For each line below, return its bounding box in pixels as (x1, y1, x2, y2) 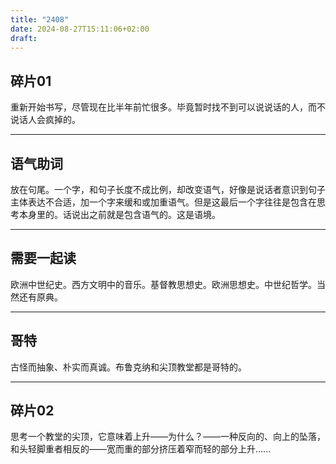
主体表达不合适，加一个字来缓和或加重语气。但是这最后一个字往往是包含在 (10, 196, 317, 208)
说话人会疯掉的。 (10, 114, 81, 126)
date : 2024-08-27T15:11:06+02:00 (10, 24, 150, 34)
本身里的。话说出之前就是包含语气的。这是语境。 (18, 209, 221, 220)
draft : (10, 33, 38, 43)
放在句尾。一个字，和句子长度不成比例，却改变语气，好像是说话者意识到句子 (10, 184, 326, 195)
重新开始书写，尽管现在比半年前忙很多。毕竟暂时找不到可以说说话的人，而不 (10, 101, 326, 113)
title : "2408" (10, 14, 70, 25)
